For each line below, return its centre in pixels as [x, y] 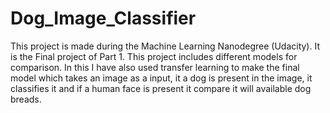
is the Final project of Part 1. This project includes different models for [154, 56]
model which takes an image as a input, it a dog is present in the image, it [161, 78]
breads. [26, 99]
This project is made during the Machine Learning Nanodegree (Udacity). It [165, 46]
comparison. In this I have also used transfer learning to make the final [155, 67]
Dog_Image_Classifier [103, 18]
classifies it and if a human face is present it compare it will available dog [161, 88]
